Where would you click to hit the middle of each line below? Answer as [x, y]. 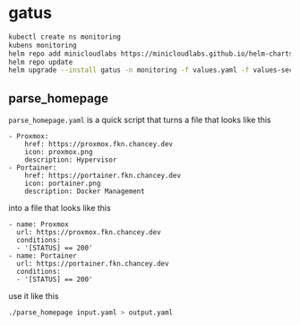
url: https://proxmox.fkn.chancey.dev [89, 233]
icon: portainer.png [63, 184]
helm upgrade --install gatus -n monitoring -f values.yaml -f [129, 70]
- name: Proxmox [39, 225]
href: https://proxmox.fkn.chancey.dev [99, 145]
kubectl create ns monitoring [65, 37]
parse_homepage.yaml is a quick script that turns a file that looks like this [140, 120]
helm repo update [41, 62]
